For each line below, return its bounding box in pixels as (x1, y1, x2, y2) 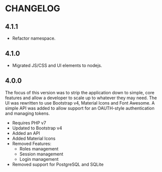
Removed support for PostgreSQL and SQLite (12, 161, 104, 167)
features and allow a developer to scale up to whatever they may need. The (5, 95, 157, 101)
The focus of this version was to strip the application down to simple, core (5, 89, 155, 95)
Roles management (19, 146, 59, 151)
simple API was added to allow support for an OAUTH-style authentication (5, 105, 155, 111)
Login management (19, 156, 59, 162)
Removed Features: (12, 140, 51, 147)
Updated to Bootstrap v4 (12, 125, 63, 131)
